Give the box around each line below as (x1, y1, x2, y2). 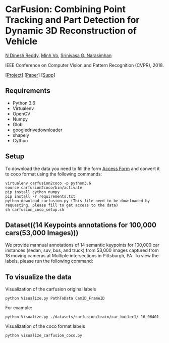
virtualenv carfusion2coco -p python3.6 (5, 181, 92, 186)
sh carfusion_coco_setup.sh (5, 207, 65, 212)
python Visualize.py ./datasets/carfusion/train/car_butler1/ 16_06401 (5, 314, 159, 320)
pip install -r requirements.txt (5, 194, 76, 199)
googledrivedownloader (12, 127, 63, 133)
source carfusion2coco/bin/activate (5, 185, 82, 190)
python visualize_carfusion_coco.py (5, 333, 82, 338)
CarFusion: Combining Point (5, 4, 126, 15)
